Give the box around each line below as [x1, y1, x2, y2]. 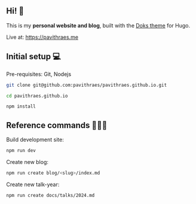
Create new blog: [6, 158, 49, 165]
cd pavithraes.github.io [6, 93, 68, 99]
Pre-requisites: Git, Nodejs [6, 70, 72, 78]
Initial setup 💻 [6, 51, 61, 62]
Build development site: [6, 136, 64, 144]
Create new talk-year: [6, 181, 60, 188]
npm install [6, 103, 36, 109]
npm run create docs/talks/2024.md [6, 192, 95, 198]
